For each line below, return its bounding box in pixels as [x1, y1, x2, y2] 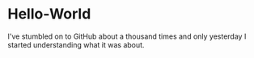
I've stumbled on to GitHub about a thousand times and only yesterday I [7, 31, 247, 41]
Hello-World [7, 5, 91, 23]
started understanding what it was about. [7, 39, 145, 49]
